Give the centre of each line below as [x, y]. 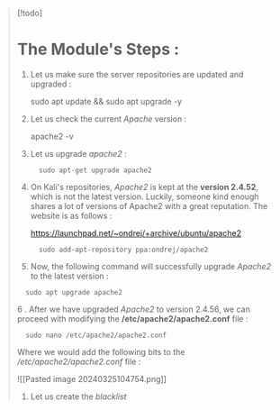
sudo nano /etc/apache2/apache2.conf [96, 335]
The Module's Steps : [98, 50]
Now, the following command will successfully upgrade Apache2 [151, 266]
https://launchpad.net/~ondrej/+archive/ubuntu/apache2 [136, 232]
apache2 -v [52, 136]
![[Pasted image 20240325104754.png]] [92, 378]
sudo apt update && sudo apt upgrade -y [106, 101]
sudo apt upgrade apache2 [74, 292]
